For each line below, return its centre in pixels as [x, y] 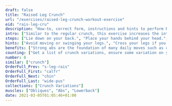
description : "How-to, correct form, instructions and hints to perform [84, 29]
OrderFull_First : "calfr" [33, 72]
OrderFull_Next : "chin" [31, 76]
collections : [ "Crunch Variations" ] [44, 86]
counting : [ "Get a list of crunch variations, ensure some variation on [84, 52]
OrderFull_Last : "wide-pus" [35, 81]
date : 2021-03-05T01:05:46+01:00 [41, 95]
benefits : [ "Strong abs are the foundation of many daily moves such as [84, 48]
